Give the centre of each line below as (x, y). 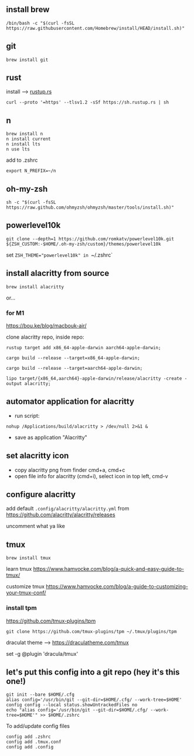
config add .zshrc (28, 737)
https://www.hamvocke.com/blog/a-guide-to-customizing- (117, 587)
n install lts (23, 144)
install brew (28, 10)
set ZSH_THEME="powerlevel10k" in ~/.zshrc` (59, 255)
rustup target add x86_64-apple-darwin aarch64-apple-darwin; (84, 348)
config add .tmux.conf (34, 742)
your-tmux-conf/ (26, 593)
